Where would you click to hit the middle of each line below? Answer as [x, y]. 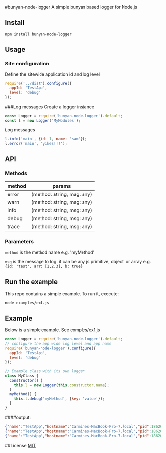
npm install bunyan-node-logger [38, 34]
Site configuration [27, 64]
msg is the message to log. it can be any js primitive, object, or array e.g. [78, 262]
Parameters [19, 242]
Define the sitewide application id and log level [53, 74]
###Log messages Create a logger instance [50, 107]
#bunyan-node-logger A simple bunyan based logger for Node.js [71, 7]
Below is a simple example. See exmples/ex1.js [53, 330]
